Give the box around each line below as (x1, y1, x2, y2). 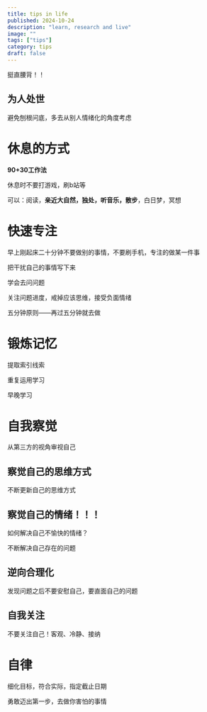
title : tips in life (7, 10, 69, 18)
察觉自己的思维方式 (7, 465, 91, 477)
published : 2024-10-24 (7, 17, 74, 24)
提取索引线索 (7, 360, 45, 369)
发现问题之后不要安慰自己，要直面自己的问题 (7, 586, 138, 595)
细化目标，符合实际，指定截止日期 (7, 682, 107, 690)
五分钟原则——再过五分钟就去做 (7, 308, 101, 316)
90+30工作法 (7, 165, 47, 174)
